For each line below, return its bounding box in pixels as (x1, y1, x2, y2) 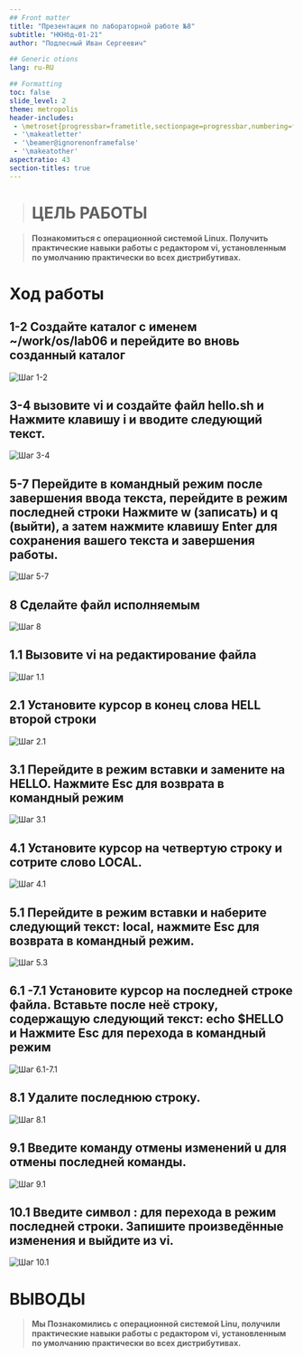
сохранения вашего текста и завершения (9, 533, 255, 548)
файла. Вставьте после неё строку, (9, 997, 218, 1013)
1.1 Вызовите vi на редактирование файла (9, 648, 257, 663)
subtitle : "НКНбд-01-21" (9, 30, 103, 39)
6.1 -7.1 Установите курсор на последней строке (9, 983, 293, 999)
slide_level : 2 (9, 96, 67, 105)
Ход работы (9, 283, 105, 304)
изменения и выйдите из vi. (9, 1232, 174, 1248)
